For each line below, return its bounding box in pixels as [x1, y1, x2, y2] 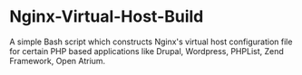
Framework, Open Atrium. [9, 55, 106, 66]
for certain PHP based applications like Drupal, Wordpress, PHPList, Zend [9, 45, 284, 56]
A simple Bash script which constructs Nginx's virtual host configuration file [9, 36, 293, 47]
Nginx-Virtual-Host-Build [9, 6, 204, 27]
